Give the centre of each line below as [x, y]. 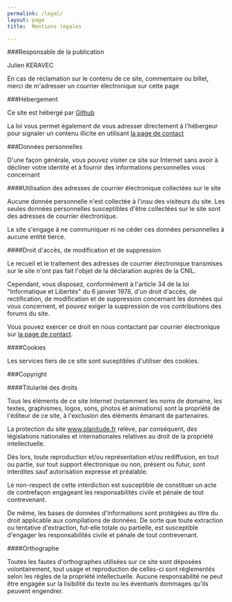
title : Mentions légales [44, 26]
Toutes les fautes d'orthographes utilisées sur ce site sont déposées [104, 562]
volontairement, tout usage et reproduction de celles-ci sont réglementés [111, 569]
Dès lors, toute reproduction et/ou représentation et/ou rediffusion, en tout [113, 457]
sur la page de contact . [40, 334]
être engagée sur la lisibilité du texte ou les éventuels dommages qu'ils [108, 584]
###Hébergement [32, 99]
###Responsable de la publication [56, 52]
